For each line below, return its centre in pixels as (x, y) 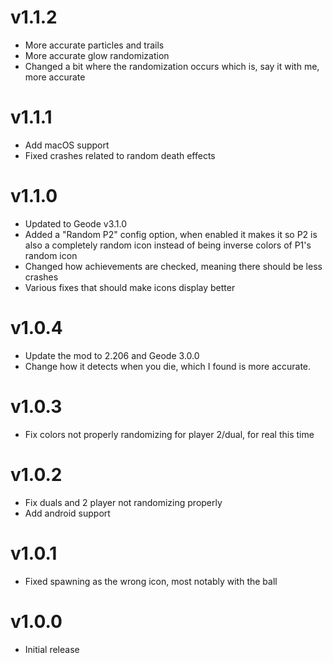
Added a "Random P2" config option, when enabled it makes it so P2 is (171, 234)
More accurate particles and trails (94, 45)
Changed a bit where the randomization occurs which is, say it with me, (172, 66)
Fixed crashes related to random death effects (120, 155)
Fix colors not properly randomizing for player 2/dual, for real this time (169, 434)
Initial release (52, 649)
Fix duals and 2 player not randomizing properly (123, 502)
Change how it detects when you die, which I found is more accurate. (168, 366)
